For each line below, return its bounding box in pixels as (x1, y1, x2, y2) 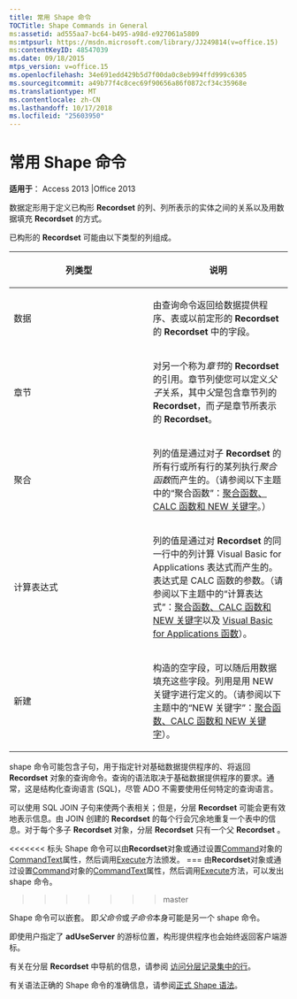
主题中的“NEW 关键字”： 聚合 (153, 702, 272, 714)
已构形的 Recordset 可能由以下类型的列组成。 (9, 232, 177, 243)
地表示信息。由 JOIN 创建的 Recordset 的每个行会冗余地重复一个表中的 (9, 813, 269, 824)
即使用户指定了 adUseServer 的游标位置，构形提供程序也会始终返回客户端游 (9, 931, 287, 942)
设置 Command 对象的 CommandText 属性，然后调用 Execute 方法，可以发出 (16, 865, 285, 876)
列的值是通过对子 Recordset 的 (153, 448, 282, 460)
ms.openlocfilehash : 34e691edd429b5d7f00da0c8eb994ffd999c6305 (9, 71, 247, 80)
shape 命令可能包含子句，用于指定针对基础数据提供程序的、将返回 (9, 762, 251, 772)
